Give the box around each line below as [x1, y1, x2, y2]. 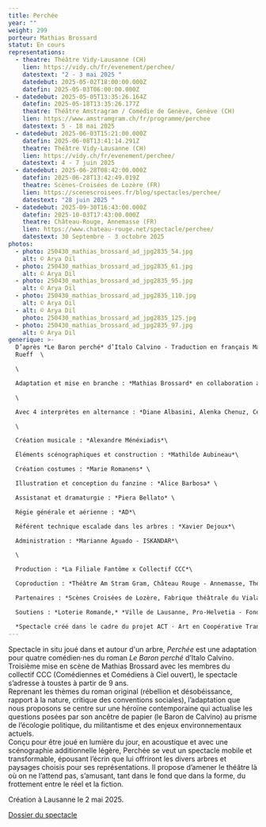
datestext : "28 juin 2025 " [22, 196, 115, 204]
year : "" [8, 19, 37, 27]
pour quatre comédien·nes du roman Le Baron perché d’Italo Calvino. [8, 653, 234, 662]
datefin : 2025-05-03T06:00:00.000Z [22, 85, 140, 94]
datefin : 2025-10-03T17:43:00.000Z [22, 211, 140, 219]
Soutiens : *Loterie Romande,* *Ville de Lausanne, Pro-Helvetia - [15, 608, 243, 616]
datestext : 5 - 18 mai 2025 [22, 122, 115, 130]
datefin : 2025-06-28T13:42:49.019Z [22, 174, 140, 182]
